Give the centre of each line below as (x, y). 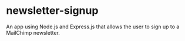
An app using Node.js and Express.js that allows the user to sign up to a (93, 27)
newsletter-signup (52, 11)
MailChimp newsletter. (33, 32)
